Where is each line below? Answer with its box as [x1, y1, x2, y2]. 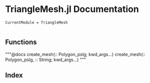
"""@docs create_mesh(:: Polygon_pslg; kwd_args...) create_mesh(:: [5, 51, 146, 57]
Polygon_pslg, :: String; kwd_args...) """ [5, 56, 86, 62]
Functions [5, 38, 37, 46]
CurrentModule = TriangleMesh [5, 20, 68, 25]
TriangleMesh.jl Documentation [5, 3, 139, 15]
